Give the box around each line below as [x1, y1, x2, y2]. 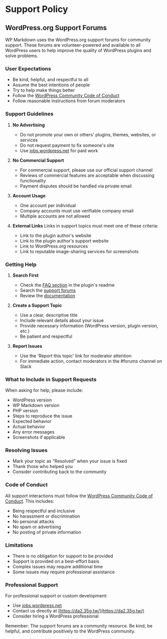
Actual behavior [12, 423, 46, 430]
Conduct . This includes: [5, 498, 54, 504]
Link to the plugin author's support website [20, 238, 109, 244]
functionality [20, 177, 46, 183]
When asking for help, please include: [5, 387, 84, 393]
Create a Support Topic [12, 302, 62, 308]
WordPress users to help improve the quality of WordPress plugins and [5, 48, 151, 53]
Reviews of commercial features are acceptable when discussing [20, 172, 154, 178]
